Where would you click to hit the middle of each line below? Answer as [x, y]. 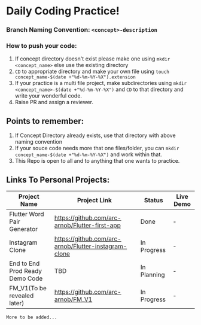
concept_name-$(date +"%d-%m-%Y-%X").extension [75, 77]
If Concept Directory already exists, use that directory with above [95, 135]
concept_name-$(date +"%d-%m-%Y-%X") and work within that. [89, 154]
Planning [153, 275]
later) [17, 303]
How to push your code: [42, 46]
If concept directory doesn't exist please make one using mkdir [92, 59]
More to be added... [32, 318]
